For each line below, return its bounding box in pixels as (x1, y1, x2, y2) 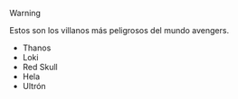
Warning (9, 8, 41, 18)
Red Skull (22, 62, 58, 72)
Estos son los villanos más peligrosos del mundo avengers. (9, 25, 229, 35)
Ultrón (22, 81, 47, 91)
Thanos (22, 42, 52, 53)
